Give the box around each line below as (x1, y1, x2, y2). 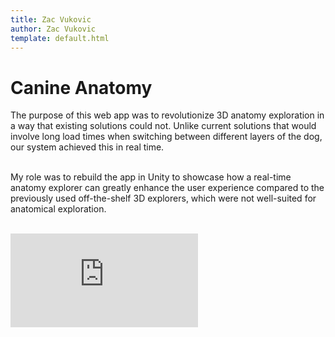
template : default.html (10, 33, 110, 43)
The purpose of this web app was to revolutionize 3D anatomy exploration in (10, 109, 325, 121)
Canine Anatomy (10, 76, 153, 99)
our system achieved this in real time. (10, 141, 165, 153)
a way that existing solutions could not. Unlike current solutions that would (10, 120, 317, 132)
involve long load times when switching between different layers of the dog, (10, 131, 323, 143)
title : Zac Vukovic (10, 14, 92, 25)
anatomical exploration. (10, 203, 107, 215)
